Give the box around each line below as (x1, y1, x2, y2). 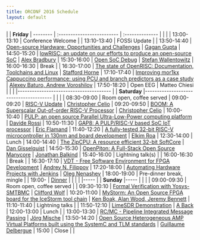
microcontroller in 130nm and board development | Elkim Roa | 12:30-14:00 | (6, 132, 193, 139)
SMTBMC (6, 189, 30, 196)
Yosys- (172, 182, 190, 189)
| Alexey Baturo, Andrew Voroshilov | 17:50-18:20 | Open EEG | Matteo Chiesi (6, 81, 194, 88)
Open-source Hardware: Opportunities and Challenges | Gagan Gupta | (6, 43, 180, 51)
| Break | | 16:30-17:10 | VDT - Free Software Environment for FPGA (6, 157, 170, 164)
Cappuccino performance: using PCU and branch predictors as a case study (6, 75, 194, 82)
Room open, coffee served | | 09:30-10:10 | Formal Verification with (6, 182, 171, 189)
